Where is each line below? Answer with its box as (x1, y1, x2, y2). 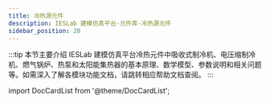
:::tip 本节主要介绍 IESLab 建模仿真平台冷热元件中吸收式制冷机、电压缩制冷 (8, 50, 256, 60)
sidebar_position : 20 (8, 27, 81, 35)
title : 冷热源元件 (8, 11, 64, 20)
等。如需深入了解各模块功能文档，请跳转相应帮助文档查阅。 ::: (8, 70, 215, 80)
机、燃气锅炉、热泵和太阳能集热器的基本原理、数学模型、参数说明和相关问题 (8, 60, 262, 69)
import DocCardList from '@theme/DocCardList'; (8, 86, 170, 96)
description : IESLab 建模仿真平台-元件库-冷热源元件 (8, 19, 171, 27)
